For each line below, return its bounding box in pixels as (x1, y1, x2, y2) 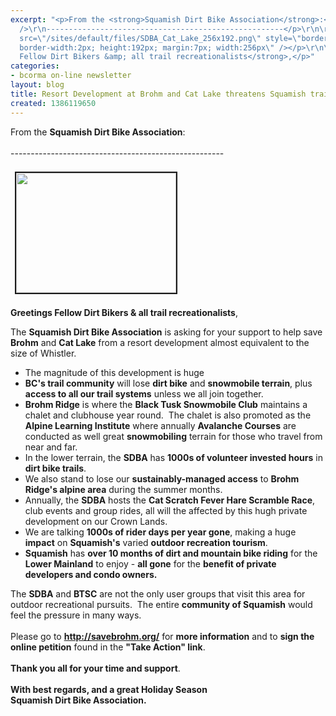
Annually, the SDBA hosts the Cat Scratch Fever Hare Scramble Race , (24, 494, 316, 506)
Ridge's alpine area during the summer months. (24, 483, 223, 495)
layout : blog (10, 80, 65, 90)
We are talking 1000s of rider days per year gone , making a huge (24, 526, 297, 538)
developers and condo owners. (24, 568, 158, 580)
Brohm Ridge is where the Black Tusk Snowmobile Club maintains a (24, 398, 308, 410)
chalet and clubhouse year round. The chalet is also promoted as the (24, 409, 312, 421)
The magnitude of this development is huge (24, 366, 205, 378)
